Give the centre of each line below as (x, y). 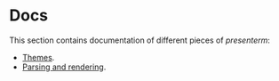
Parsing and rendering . (64, 67)
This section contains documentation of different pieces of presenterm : (140, 40)
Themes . (38, 57)
